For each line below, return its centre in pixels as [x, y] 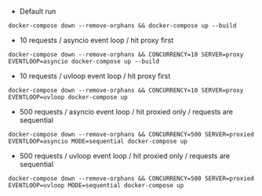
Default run [38, 11]
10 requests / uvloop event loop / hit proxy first [95, 76]
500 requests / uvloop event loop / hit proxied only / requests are [124, 156]
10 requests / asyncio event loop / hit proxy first [96, 40]
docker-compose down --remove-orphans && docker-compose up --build [122, 26]
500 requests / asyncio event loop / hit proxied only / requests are [126, 112]
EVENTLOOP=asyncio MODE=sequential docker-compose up [98, 141]
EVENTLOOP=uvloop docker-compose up [68, 97]
